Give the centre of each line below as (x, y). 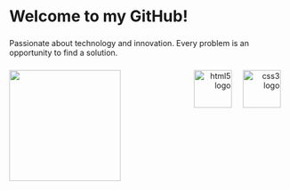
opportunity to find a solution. (64, 53)
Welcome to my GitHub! (99, 16)
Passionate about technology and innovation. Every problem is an (129, 44)
